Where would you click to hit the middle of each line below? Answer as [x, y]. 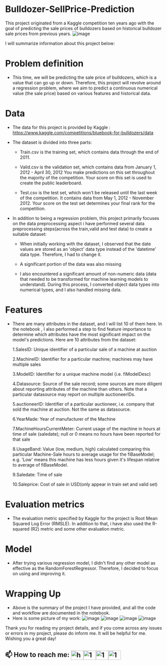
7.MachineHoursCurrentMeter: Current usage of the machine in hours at [86, 429]
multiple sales [27, 364]
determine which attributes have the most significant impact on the [81, 334]
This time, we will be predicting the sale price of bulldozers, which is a [84, 77]
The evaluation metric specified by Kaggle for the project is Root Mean [85, 518]
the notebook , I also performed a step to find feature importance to [82, 329]
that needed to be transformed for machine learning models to [84, 279]
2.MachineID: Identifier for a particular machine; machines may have [83, 359]
